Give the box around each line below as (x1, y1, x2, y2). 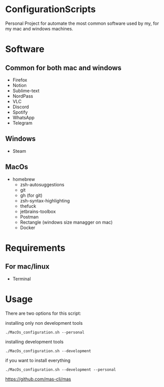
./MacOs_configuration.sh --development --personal (5, 367, 116, 372)
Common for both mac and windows (5, 63, 122, 72)
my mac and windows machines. (5, 25, 73, 31)
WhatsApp (12, 114, 35, 120)
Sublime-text (12, 88, 40, 94)
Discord (12, 104, 29, 110)
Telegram (12, 120, 33, 126)
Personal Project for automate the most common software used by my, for (5, 20, 159, 26)
